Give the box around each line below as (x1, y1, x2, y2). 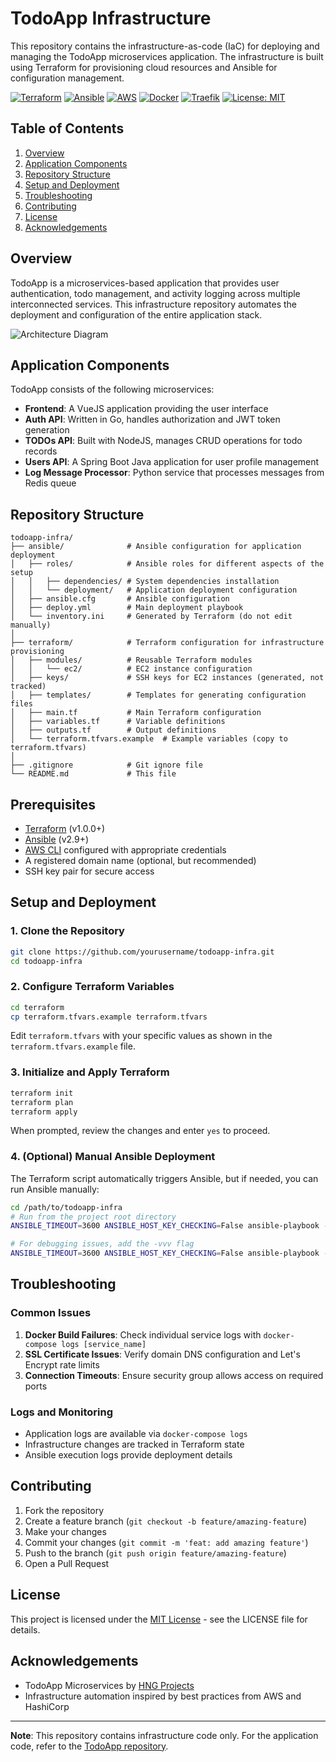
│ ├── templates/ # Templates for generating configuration (10, 690, 307, 701)
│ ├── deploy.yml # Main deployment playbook (10, 603, 244, 613)
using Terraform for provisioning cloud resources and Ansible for (10, 61, 278, 73)
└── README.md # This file (10, 769, 177, 779)
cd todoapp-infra (10, 956, 83, 966)
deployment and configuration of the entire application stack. (10, 308, 263, 321)
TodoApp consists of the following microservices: (10, 383, 215, 396)
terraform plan (10, 1097, 74, 1107)
